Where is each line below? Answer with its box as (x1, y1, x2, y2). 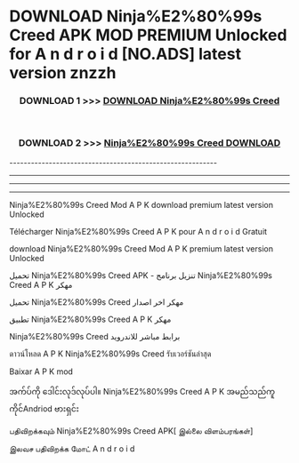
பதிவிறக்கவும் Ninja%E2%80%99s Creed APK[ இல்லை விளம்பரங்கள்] (9, 425, 254, 436)
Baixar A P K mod (9, 366, 74, 377)
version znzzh (9, 63, 117, 84)
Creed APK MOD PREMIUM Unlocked (9, 25, 287, 45)
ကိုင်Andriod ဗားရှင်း (9, 403, 80, 414)
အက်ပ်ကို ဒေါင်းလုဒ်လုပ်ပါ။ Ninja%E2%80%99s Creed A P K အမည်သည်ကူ (9, 386, 276, 396)
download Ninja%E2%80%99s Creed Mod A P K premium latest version (9, 243, 274, 254)
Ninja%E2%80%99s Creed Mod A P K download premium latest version (9, 199, 274, 210)
